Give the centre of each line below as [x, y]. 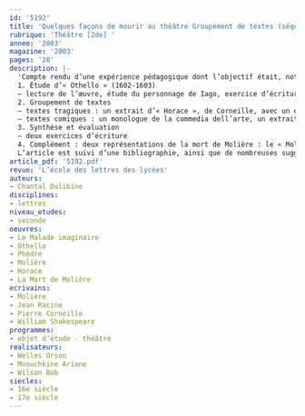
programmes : [32, 331]
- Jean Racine [36, 305]
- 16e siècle [34, 390]
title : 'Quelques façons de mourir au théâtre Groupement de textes [142, 26]
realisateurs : [36, 347]
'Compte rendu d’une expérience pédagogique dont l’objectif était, [150, 77]
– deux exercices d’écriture [73, 136]
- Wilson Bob [34, 372]
